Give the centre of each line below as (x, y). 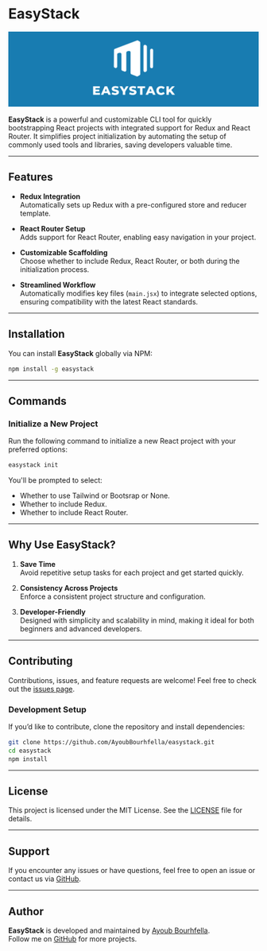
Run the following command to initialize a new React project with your (122, 441)
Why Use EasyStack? (62, 545)
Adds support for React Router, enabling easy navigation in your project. (138, 237)
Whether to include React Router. (74, 513)
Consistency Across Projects (69, 588)
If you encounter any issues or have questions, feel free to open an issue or (132, 871)
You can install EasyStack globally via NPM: (81, 353)
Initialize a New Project (53, 424)
